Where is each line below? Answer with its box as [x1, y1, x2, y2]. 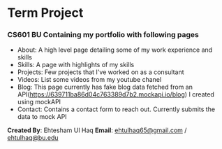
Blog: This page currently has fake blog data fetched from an [17, 83, 193, 92]
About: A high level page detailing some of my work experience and [17, 45, 213, 54]
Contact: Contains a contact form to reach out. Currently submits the [17, 105, 215, 113]
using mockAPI [17, 98, 61, 106]
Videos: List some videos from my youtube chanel [17, 76, 162, 84]
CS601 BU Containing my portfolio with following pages [7, 30, 199, 40]
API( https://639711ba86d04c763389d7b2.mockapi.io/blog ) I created [17, 90, 214, 99]
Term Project [7, 5, 84, 21]
